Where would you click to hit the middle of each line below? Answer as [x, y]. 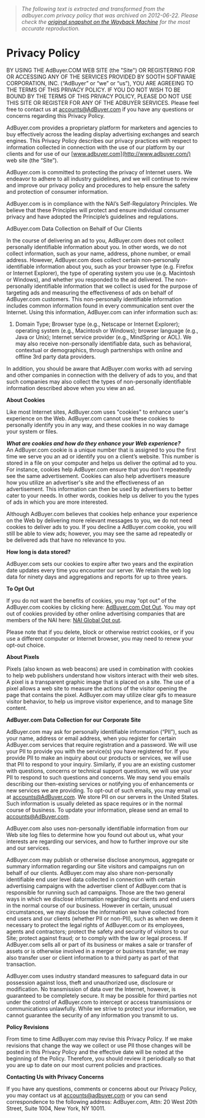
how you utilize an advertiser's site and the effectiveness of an [85, 482]
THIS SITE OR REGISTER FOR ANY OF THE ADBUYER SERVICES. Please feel [102, 102]
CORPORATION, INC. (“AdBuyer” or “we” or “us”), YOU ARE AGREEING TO [100, 83]
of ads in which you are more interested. [57, 502]
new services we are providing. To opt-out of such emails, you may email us [102, 790]
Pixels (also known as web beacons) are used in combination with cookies [100, 669]
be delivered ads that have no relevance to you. [66, 540]
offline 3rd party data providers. [55, 357]
